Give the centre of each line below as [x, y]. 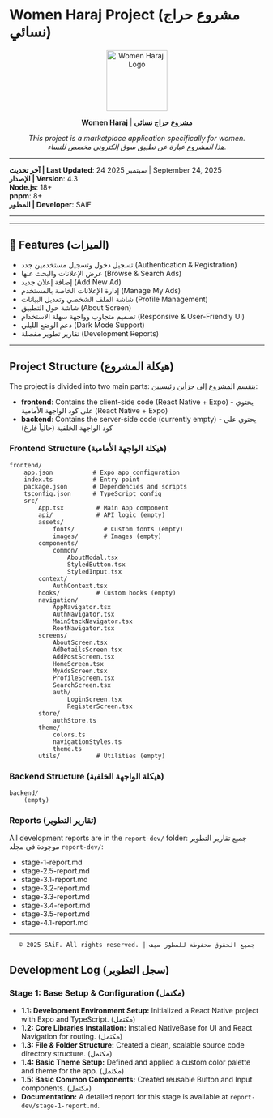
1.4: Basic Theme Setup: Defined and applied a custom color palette [136, 1062]
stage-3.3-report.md [55, 897]
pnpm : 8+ [26, 195]
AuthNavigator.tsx [83, 614]
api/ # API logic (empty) [102, 515]
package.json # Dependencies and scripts [105, 486]
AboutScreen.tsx [80, 642]
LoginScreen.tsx [94, 699]
